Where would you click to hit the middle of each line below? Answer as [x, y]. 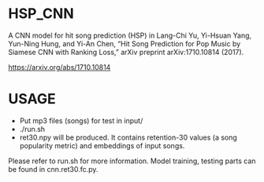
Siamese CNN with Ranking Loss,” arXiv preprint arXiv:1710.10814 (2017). [126, 52]
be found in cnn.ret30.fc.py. [53, 169]
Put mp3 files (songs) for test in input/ [81, 120]
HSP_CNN [41, 14]
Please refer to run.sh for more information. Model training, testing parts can [132, 161]
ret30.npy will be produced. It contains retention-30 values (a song [128, 137]
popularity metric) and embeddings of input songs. [102, 145]
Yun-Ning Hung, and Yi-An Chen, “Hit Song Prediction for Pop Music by [125, 43]
